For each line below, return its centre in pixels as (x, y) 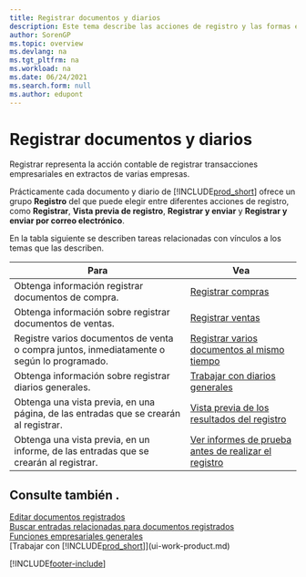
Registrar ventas (225, 318)
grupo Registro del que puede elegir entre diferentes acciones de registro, (149, 201)
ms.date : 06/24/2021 (49, 77)
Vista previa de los (229, 408)
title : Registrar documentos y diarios (85, 18)
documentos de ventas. (65, 324)
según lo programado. (61, 361)
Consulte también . (65, 495)
